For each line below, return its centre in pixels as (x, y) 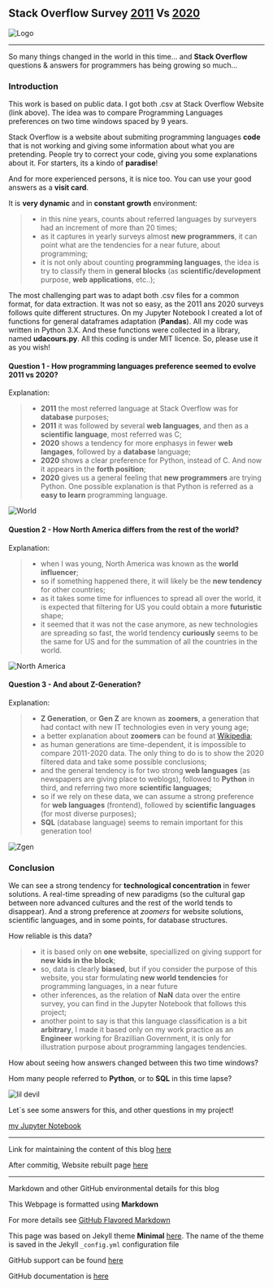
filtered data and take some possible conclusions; (123, 762)
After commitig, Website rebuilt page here (78, 1165)
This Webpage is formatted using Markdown (83, 1204)
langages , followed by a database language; (115, 452)
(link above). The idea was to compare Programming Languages (116, 112)
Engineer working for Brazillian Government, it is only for (136, 1039)
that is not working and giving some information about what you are (121, 146)
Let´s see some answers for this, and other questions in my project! (121, 1110)
